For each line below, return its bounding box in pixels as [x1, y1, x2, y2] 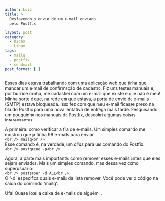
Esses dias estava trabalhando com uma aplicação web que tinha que [5, 80, 147, 86]
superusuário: [5, 166, 33, 172]
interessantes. [5, 117, 34, 123]
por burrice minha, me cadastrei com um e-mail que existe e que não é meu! [5, 91, 161, 97]
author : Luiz [5, 7, 32, 12]
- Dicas [9, 39, 26, 44]
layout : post [5, 30, 32, 35]
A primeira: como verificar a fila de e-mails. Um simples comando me [5, 126, 146, 132]
